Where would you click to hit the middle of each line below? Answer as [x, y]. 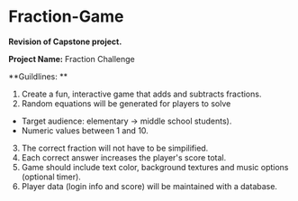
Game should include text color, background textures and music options [155, 167]
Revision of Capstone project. [65, 41]
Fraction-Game [66, 17]
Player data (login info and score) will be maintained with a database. [149, 186]
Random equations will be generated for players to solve [126, 103]
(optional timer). [51, 177]
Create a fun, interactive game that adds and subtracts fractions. [141, 94]
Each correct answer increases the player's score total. [124, 157]
